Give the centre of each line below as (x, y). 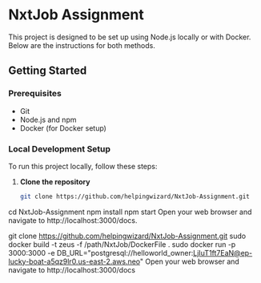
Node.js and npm (48, 119)
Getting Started (48, 71)
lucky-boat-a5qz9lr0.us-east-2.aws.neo (74, 261)
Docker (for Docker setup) (63, 128)
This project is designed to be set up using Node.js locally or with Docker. (130, 37)
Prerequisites (35, 94)
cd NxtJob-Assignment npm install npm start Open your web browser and (130, 212)
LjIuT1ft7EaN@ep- (223, 253)
